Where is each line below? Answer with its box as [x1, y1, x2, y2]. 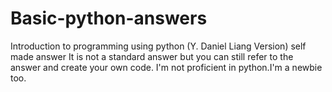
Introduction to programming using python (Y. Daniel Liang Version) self [10, 40, 307, 52]
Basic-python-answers [10, 7, 208, 30]
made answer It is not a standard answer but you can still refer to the [10, 50, 294, 62]
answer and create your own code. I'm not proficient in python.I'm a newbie [10, 61, 323, 73]
